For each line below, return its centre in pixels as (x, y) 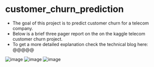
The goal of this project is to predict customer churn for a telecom (81, 23)
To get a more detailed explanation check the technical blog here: (80, 44)
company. (23, 28)
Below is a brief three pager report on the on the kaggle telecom (79, 33)
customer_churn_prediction (64, 9)
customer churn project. (37, 39)
